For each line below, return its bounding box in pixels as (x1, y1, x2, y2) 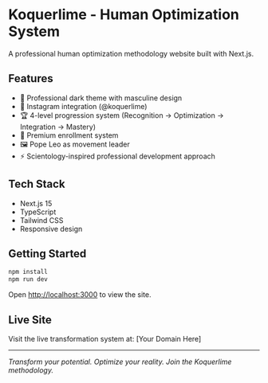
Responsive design (19, 224, 83, 233)
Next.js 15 (19, 198, 53, 208)
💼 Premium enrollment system (19, 130, 119, 140)
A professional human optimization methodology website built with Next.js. (8, 49, 254, 58)
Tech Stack (8, 178, 65, 191)
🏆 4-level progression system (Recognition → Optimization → (19, 110, 225, 120)
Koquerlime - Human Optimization (8, 6, 239, 24)
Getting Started (8, 247, 87, 260)
